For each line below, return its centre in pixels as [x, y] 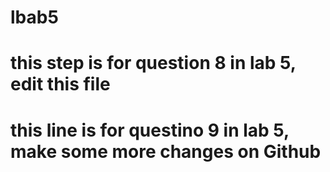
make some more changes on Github [166, 151]
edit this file [60, 84]
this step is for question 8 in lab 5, [153, 63]
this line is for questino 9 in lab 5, [150, 130]
